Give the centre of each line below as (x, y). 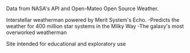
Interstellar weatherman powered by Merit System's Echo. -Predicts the (93, 20)
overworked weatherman (36, 32)
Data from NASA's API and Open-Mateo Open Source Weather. (82, 9)
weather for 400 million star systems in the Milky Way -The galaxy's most (95, 26)
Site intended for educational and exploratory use (66, 44)
